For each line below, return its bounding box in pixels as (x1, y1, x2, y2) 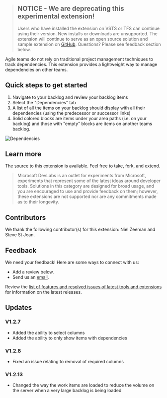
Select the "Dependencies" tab (12, 99, 76, 105)
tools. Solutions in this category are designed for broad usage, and (17, 183, 154, 189)
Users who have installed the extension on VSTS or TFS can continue (17, 25, 160, 31)
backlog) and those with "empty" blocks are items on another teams (12, 121, 153, 127)
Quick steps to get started (5, 81, 88, 89)
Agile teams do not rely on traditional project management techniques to (5, 56, 153, 62)
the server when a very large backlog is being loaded (12, 388, 122, 394)
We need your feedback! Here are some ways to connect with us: (5, 260, 139, 265)
